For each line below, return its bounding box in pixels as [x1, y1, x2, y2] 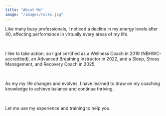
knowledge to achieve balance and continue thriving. [5, 85, 114, 91]
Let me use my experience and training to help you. [5, 105, 111, 111]
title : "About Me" [5, 7, 43, 12]
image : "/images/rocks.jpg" [5, 12, 64, 17]
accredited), [5, 55, 30, 61]
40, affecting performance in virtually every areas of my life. [5, 31, 129, 37]
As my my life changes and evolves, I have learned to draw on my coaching [5, 80, 161, 86]
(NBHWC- [141, 50, 162, 56]
